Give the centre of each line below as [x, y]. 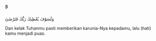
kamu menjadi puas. [25, 33]
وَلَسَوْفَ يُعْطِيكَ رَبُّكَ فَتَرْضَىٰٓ [29, 19]
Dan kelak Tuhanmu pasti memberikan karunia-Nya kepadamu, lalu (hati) [78, 28]
